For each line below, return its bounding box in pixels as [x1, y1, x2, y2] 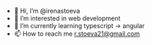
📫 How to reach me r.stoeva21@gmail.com [13, 30, 140, 38]
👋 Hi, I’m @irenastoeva [13, 7, 81, 15]
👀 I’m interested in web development [13, 14, 121, 22]
